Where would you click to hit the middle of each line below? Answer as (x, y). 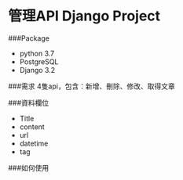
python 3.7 (37, 53)
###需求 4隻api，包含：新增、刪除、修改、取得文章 (91, 86)
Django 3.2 (37, 70)
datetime (34, 143)
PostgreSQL (39, 61)
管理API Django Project (84, 16)
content (32, 127)
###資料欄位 (29, 103)
